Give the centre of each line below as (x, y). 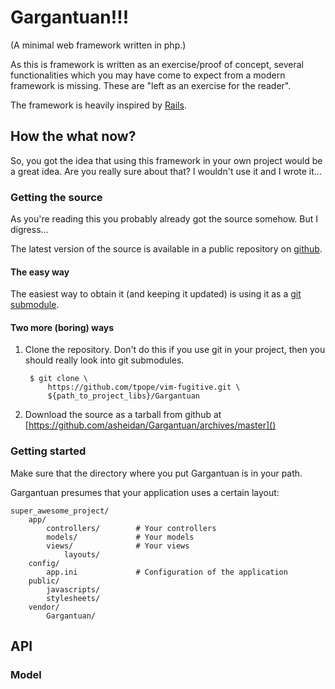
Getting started (48, 451)
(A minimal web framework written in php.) (98, 45)
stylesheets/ (73, 598)
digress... (29, 230)
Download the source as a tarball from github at (123, 415)
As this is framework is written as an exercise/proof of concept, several (157, 64)
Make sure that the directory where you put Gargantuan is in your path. (156, 473)
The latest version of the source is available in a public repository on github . (166, 249)
